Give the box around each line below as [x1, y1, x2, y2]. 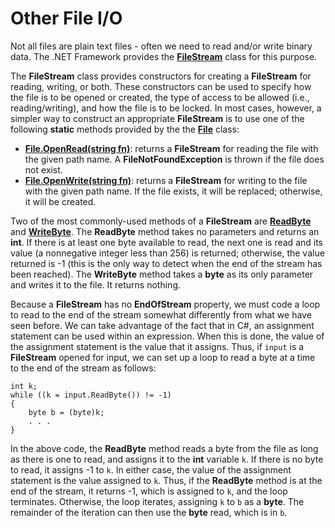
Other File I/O [10, 7, 123, 30]
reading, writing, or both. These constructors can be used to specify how [10, 80, 312, 92]
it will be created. [24, 195, 97, 207]
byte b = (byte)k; [28, 407, 105, 417]
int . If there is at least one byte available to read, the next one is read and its [10, 236, 323, 248]
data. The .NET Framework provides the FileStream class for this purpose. [10, 50, 318, 62]
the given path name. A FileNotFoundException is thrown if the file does [24, 153, 325, 165]
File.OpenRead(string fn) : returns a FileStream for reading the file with [24, 142, 319, 154]
